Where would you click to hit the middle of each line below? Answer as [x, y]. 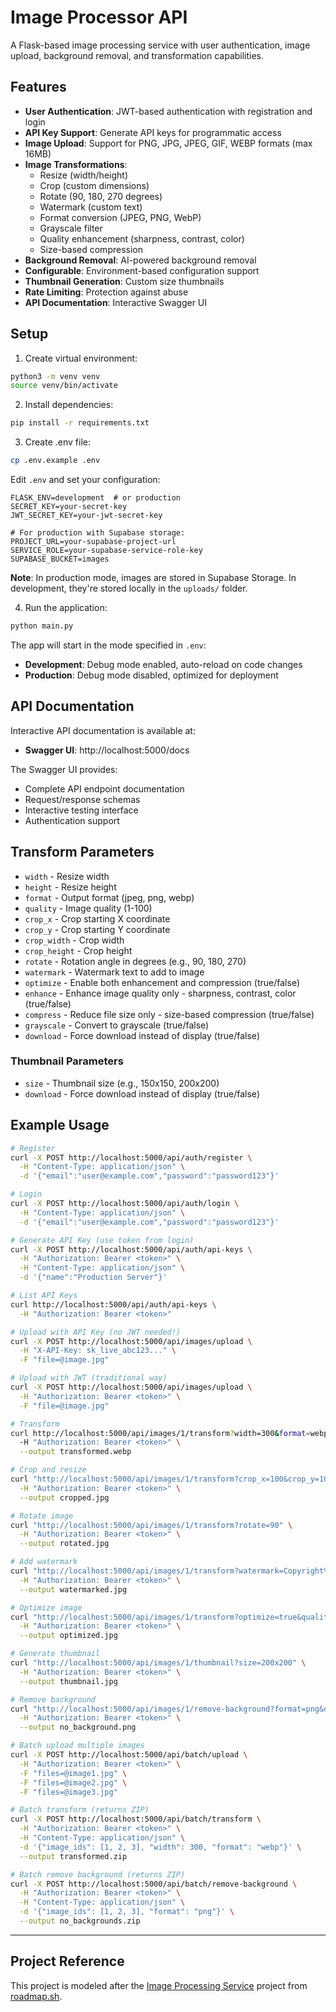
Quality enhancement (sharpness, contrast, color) [142, 238]
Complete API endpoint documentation [104, 788]
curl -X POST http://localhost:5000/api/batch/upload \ [129, 1755]
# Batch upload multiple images [77, 1746]
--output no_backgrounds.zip [80, 1921]
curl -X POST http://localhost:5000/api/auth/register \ [131, 1157]
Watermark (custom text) [91, 207]
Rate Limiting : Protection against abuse [106, 292]
